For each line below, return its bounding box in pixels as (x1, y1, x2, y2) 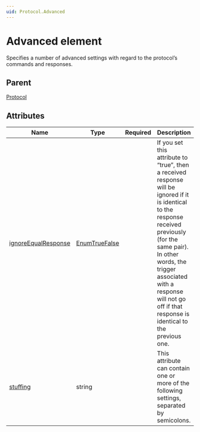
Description (157, 129, 191, 137)
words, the (157, 257, 187, 266)
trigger (157, 265, 176, 274)
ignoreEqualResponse (9, 239, 71, 247)
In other (157, 250, 179, 259)
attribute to (157, 153, 188, 161)
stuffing (9, 383, 31, 391)
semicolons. (157, 417, 191, 425)
